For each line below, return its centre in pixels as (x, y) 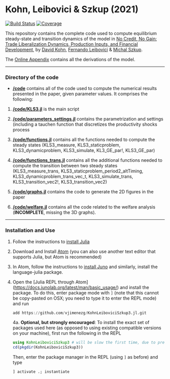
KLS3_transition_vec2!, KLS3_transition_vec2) (60, 182)
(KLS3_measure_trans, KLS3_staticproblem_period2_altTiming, (78, 171)
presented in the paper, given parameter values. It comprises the (80, 94)
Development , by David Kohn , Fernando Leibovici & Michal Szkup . (74, 49)
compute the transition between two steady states (65, 166)
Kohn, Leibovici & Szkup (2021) (72, 9)
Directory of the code (32, 77)
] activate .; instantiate (41, 372)
